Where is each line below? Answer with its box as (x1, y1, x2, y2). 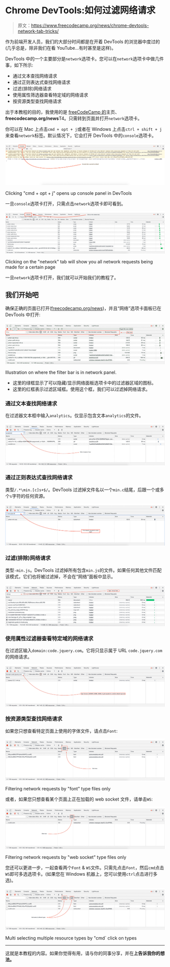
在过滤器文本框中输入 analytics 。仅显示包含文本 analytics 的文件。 (5, 412, 144, 419)
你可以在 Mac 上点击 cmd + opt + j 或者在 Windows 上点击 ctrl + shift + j (5, 126, 162, 132)
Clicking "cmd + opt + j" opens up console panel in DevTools (5, 190, 132, 196)
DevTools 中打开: (5, 312, 40, 318)
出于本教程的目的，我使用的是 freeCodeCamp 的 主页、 (5, 109, 120, 115)
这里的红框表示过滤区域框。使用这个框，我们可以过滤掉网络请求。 (12, 386, 150, 392)
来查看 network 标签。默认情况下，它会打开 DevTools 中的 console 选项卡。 (5, 132, 157, 139)
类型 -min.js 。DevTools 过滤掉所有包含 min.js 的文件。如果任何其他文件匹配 (5, 567, 162, 573)
